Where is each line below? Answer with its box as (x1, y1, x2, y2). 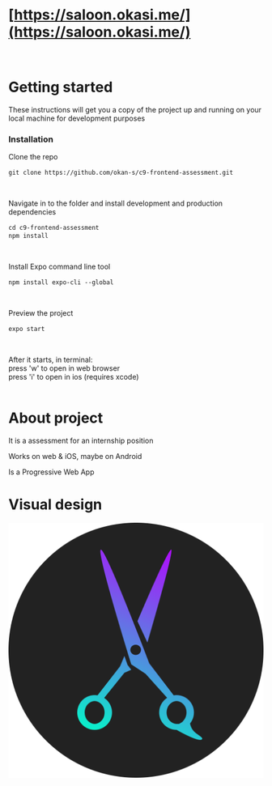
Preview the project (8, 308, 74, 318)
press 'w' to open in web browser (8, 363, 120, 373)
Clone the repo (8, 152, 58, 162)
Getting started (8, 79, 113, 96)
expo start (8, 325, 45, 334)
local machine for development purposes (8, 113, 146, 123)
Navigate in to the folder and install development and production (8, 198, 223, 208)
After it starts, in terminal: (8, 355, 93, 365)
